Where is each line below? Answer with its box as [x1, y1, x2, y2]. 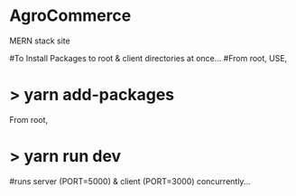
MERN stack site [9, 35, 70, 46]
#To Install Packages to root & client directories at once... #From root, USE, [9, 52, 288, 63]
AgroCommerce [9, 5, 132, 26]
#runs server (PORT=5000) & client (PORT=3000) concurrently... [9, 175, 251, 186]
